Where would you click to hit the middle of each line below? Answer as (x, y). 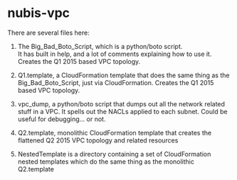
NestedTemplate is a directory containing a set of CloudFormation (114, 154)
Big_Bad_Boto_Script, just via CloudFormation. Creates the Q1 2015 (116, 82)
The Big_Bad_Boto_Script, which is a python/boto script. (100, 46)
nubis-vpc (38, 13)
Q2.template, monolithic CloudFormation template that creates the (115, 133)
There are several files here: (49, 33)
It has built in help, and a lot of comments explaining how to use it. (115, 54)
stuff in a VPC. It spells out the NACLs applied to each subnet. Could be (122, 111)
